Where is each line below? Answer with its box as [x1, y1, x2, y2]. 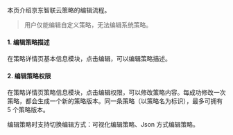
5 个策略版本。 [7, 106, 50, 114]
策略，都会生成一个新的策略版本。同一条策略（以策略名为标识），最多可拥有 [7, 97, 223, 105]
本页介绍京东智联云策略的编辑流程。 [7, 6, 111, 14]
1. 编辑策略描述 [7, 37, 50, 46]
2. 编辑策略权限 [7, 71, 51, 80]
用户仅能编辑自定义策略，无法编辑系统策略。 [24, 21, 153, 29]
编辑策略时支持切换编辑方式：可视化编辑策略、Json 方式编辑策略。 [7, 120, 199, 129]
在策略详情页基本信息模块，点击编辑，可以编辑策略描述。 [7, 55, 171, 63]
